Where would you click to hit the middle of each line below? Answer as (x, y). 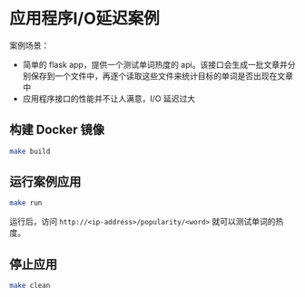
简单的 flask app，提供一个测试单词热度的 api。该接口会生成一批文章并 (155, 64)
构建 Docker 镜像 (57, 130)
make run (26, 203)
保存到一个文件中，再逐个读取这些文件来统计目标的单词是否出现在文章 (162, 76)
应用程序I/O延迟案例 (85, 19)
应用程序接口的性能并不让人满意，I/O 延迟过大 (109, 98)
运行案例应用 (45, 182)
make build (30, 151)
